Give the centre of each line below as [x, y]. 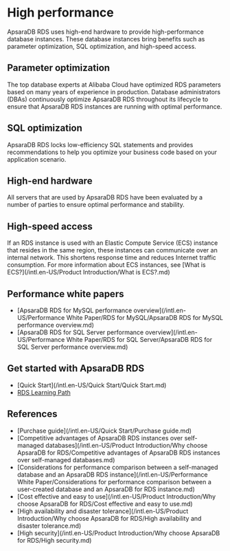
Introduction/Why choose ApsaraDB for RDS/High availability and [109, 518]
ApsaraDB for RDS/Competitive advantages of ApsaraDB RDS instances [119, 453]
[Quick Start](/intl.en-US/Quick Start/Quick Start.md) [92, 385]
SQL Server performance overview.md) [72, 347]
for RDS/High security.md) [54, 540]
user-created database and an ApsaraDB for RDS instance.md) [106, 489]
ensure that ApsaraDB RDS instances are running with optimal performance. [115, 106]
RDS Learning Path [44, 392]
